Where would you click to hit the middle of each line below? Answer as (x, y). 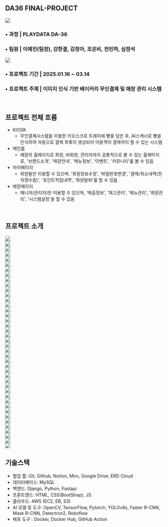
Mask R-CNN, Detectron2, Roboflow (50, 513)
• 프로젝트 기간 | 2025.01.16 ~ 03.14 (48, 74)
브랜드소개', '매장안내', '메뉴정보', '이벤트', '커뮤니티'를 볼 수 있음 (91, 161)
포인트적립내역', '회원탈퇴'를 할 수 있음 (80, 180)
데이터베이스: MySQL (34, 482)
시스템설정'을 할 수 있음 (52, 199)
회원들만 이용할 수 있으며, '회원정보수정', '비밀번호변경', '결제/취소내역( (89, 174)
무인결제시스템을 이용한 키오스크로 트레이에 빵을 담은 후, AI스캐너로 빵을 (91, 136)
